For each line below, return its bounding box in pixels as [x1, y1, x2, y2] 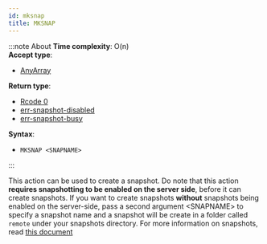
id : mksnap [8, 11, 45, 20]
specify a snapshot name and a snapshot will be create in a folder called [8, 209, 248, 219]
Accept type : [8, 50, 53, 59]
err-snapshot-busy [19, 113, 83, 123]
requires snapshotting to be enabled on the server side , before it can [8, 184, 241, 193]
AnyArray [19, 65, 51, 75]
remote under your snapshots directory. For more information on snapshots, [8, 218, 259, 228]
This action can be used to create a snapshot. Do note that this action [8, 176, 239, 185]
